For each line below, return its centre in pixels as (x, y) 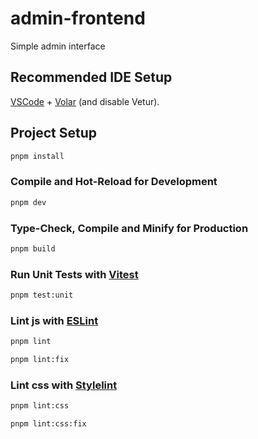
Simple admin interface (58, 46)
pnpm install (37, 156)
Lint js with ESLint (54, 320)
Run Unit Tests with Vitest (74, 274)
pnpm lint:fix (40, 360)
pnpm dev (28, 202)
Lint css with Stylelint (64, 385)
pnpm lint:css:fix (48, 424)
